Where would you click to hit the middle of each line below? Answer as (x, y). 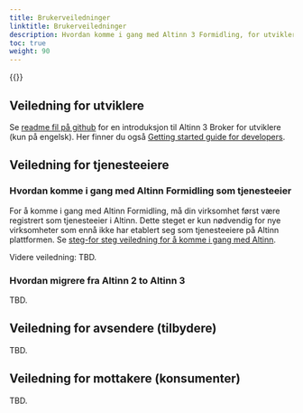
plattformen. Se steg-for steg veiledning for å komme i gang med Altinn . (143, 239)
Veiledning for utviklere (77, 105)
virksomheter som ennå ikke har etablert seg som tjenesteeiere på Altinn (144, 230)
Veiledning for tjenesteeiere (89, 165)
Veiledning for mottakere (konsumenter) (125, 379)
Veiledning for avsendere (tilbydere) (113, 329)
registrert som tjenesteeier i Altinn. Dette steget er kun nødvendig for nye (145, 220)
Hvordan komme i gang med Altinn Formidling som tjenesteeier (151, 191)
